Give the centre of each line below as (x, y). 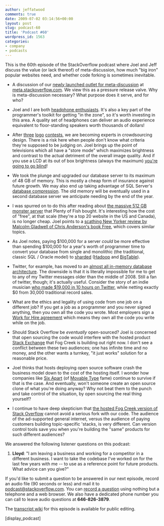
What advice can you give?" (40, 469)
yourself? (22, 399)
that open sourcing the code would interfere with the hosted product (81, 337)
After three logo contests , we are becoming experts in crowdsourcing (82, 135)
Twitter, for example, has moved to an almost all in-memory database (82, 266)
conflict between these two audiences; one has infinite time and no (80, 348)
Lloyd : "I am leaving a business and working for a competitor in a (78, 453)
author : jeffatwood (25, 10)
